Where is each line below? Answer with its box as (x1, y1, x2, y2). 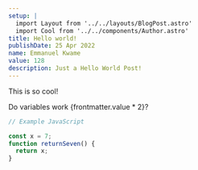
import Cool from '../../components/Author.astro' (15, 27, 189, 35)
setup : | (8, 11, 38, 20)
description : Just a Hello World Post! (8, 64, 142, 73)
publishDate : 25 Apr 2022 (8, 42, 95, 50)
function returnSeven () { (8, 139, 95, 147)
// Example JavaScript (8, 118, 85, 126)
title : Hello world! (8, 34, 78, 43)
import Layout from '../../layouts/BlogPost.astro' (15, 19, 193, 27)
